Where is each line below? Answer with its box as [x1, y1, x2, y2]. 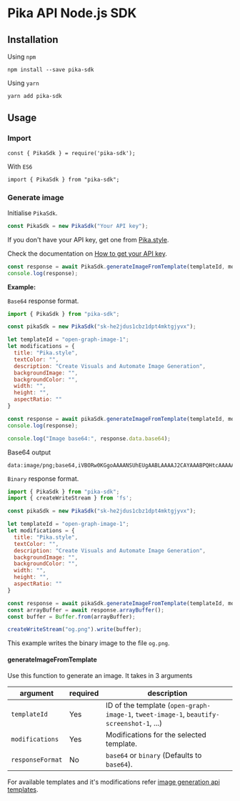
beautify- [186, 710, 220, 719]
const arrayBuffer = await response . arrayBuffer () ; [7, 606, 164, 614]
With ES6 [7, 162, 33, 171]
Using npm [7, 52, 36, 61]
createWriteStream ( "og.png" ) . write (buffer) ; [7, 626, 142, 633]
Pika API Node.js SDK [7, 5, 137, 21]
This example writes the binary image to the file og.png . [7, 639, 170, 647]
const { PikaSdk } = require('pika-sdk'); [7, 149, 136, 156]
